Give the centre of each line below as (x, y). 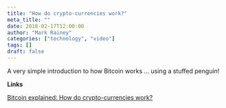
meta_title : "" (29, 20)
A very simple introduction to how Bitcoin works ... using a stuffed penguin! (113, 71)
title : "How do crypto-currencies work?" (67, 13)
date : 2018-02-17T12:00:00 (46, 26)
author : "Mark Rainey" (39, 32)
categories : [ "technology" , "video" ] (61, 39)
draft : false (26, 52)
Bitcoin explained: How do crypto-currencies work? (80, 97)
